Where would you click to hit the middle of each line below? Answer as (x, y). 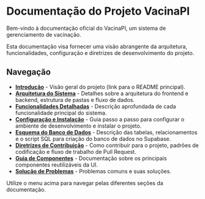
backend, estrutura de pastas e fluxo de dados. (75, 99)
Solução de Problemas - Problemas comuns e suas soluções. (93, 171)
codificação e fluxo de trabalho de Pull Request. (76, 151)
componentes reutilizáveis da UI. (56, 165)
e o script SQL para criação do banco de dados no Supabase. (93, 139)
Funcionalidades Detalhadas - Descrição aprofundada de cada (95, 106)
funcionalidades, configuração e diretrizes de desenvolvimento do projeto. (100, 52)
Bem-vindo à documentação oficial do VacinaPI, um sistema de (86, 28)
